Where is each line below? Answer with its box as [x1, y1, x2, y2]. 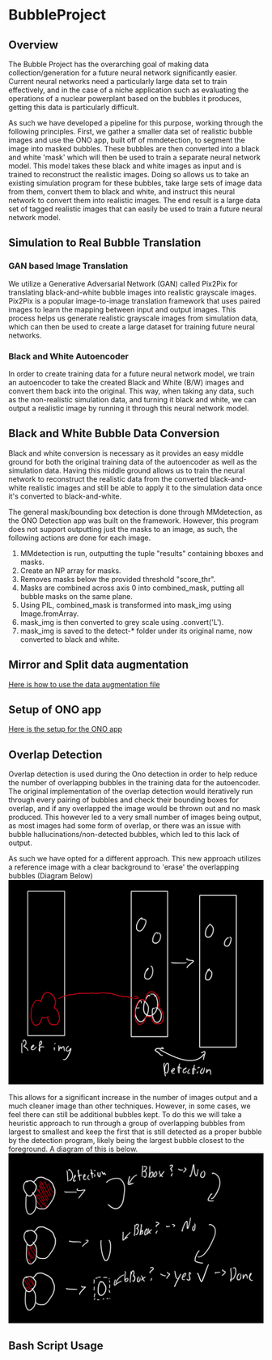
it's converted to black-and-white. [8, 491, 122, 501]
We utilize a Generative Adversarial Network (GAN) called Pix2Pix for [8, 278, 239, 288]
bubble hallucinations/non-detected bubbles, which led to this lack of [8, 830, 240, 839]
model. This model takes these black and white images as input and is [8, 161, 242, 171]
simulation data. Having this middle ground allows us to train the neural [8, 465, 245, 475]
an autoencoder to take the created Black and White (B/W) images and [8, 377, 244, 387]
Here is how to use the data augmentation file [8, 679, 160, 689]
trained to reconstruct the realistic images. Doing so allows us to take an [8, 170, 249, 179]
